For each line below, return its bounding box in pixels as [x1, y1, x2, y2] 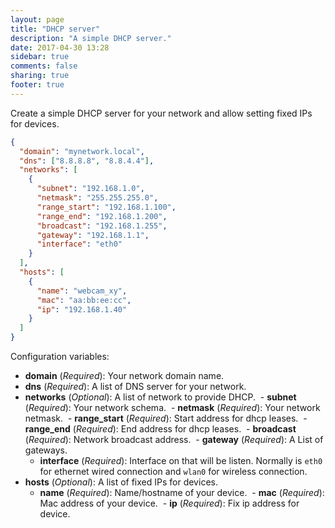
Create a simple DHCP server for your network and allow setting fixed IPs [10, 107, 313, 119]
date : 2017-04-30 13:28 [10, 42, 110, 53]
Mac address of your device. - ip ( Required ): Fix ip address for [39, 497, 300, 509]
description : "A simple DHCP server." [10, 33, 172, 43]
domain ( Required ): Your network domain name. [24, 370, 225, 381]
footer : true [10, 80, 65, 90]
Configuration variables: [10, 351, 110, 362]
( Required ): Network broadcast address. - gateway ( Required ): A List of [24, 434, 324, 445]
